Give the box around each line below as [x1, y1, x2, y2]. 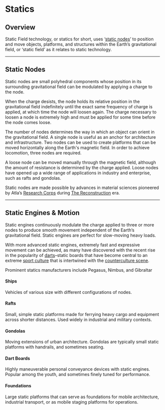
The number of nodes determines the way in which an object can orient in [5, 129, 155, 135]
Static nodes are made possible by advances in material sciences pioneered [5, 185, 159, 190]
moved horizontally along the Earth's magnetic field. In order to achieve [5, 144, 150, 151]
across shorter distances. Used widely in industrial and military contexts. [5, 316, 152, 323]
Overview [5, 23, 36, 32]
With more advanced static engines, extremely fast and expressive [5, 242, 140, 248]
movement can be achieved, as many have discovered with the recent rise [5, 247, 156, 253]
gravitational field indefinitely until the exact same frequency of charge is [5, 103, 153, 109]
